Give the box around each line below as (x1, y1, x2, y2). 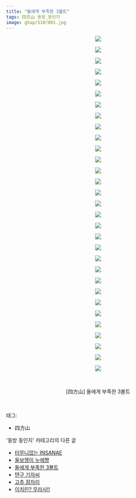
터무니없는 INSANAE (14, 449, 62, 456)
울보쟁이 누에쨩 (14, 456, 50, 463)
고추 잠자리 (14, 479, 40, 486)
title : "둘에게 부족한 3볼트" (6, 8, 70, 15)
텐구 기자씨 (14, 471, 40, 478)
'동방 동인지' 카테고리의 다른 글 (6, 437, 76, 444)
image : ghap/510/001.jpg (6, 19, 67, 25)
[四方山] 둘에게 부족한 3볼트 (66, 388, 130, 395)
